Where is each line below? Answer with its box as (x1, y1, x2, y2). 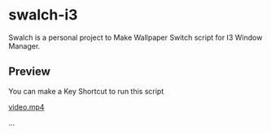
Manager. (8, 41, 41, 50)
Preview (8, 65, 51, 79)
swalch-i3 (8, 6, 78, 24)
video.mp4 (8, 102, 45, 111)
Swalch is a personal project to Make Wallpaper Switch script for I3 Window (8, 32, 263, 42)
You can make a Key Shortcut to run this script (8, 86, 164, 96)
